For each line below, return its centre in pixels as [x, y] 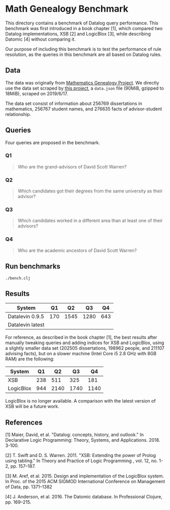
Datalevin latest [26, 325]
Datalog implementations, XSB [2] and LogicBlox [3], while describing [78, 34]
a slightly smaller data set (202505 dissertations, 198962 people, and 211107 [85, 348]
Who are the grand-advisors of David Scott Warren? [72, 166]
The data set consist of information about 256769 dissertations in [74, 103]
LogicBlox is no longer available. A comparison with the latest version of [80, 401]
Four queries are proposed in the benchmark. [53, 143]
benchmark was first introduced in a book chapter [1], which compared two [84, 28]
